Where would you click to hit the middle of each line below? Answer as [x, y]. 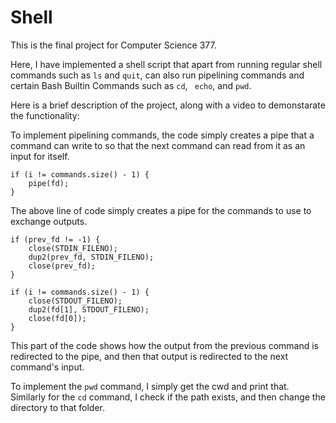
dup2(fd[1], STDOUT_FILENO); [89, 309]
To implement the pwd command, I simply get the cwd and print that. [150, 386]
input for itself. [40, 156]
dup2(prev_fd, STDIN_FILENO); [91, 257]
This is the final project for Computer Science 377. [113, 45]
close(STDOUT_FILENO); [75, 301]
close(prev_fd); [62, 266]
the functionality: [45, 115]
